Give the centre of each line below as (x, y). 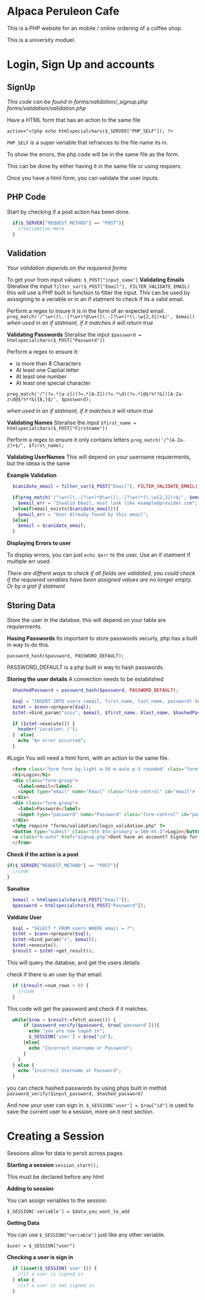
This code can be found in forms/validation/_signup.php (77, 101)
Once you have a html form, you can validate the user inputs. (83, 177)
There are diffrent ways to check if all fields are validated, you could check (101, 573)
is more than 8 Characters (48, 363)
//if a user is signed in (51, 1274)
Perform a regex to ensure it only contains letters (68, 440)
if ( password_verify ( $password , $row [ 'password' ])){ (91, 1026)
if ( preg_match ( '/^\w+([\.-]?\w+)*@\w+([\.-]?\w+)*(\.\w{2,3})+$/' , (100, 498)
